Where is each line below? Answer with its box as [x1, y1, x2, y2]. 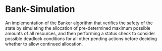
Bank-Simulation [5, 3, 75, 15]
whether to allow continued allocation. [5, 41, 83, 47]
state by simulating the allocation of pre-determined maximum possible [5, 25, 151, 31]
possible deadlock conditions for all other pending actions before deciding [5, 36, 157, 42]
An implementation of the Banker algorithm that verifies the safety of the [5, 20, 153, 26]
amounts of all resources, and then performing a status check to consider [5, 30, 156, 36]
